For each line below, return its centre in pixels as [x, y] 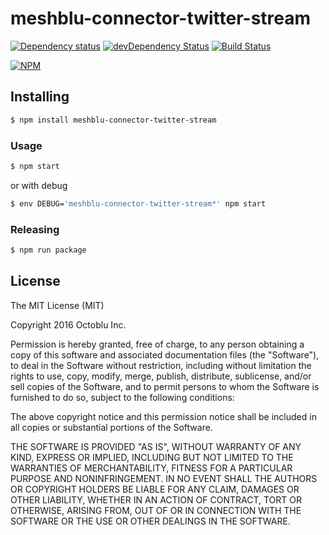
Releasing [35, 229]
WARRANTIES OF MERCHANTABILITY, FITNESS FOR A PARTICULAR [151, 468]
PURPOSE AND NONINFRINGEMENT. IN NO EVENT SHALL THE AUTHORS [164, 478]
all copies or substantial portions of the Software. [111, 427]
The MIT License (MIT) [57, 305]
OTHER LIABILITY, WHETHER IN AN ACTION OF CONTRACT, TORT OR [156, 499]
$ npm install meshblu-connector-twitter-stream [113, 120]
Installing [40, 97]
